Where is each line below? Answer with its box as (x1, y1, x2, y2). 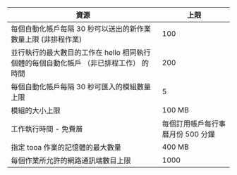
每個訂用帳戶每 (162, 119, 212, 129)
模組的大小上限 (11, 105, 61, 115)
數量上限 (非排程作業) (11, 34, 83, 44)
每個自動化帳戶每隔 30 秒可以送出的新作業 (11, 24, 152, 34)
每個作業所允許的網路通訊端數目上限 (11, 156, 132, 165)
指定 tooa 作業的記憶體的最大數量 (11, 143, 122, 152)
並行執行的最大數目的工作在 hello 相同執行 (11, 48, 151, 57)
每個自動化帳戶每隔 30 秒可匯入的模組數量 (11, 82, 152, 91)
